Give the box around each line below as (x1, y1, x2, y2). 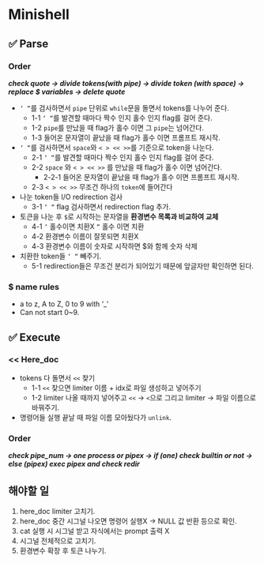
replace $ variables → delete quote (8, 87, 126, 96)
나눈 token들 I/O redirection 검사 (19, 192, 123, 201)
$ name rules (8, 281, 60, 292)
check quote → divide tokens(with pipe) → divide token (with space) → (8, 78, 245, 88)
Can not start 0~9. (19, 308, 80, 317)
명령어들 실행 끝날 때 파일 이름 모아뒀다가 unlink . (19, 412, 172, 422)
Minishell (8, 6, 70, 24)
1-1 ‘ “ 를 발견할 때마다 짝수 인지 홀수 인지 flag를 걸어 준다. (31, 113, 213, 122)
